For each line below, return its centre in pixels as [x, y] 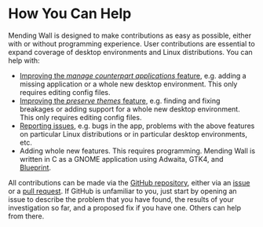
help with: [24, 60]
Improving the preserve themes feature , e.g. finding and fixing [120, 101]
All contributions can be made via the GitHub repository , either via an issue [129, 182]
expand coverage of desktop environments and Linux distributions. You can [130, 52]
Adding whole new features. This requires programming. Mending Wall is [137, 151]
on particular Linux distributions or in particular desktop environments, [133, 134]
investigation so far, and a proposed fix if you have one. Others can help [125, 207]
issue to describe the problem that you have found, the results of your [121, 199]
